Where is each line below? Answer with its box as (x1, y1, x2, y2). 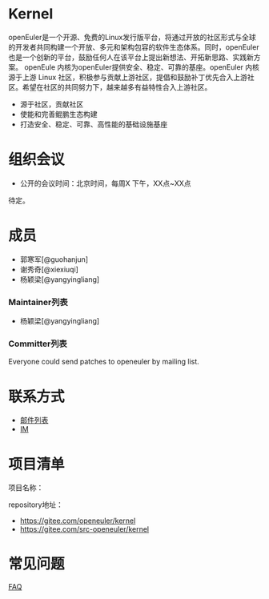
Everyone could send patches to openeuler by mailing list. (8, 357, 200, 367)
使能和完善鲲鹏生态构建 (19, 109, 98, 119)
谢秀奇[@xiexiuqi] (19, 264, 78, 274)
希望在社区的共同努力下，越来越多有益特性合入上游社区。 (22, 82, 212, 92)
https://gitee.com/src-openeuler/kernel (19, 525, 150, 534)
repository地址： (8, 500, 64, 509)
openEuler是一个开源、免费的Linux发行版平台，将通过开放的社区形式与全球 (8, 32, 256, 42)
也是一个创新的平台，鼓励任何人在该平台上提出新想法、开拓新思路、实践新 (8, 52, 254, 62)
